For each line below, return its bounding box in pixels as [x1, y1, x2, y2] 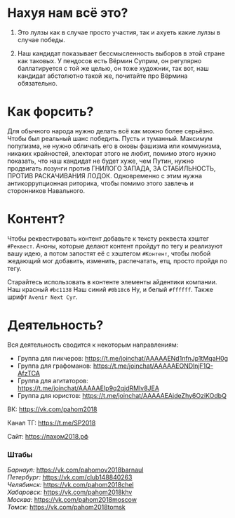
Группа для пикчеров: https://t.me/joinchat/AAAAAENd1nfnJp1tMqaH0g [17, 354, 229, 362]
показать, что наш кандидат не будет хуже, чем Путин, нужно [7, 157, 194, 165]
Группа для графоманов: [17, 361, 92, 370]
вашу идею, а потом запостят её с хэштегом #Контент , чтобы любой [7, 249, 211, 258]
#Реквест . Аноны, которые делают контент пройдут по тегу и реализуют [7, 241, 223, 250]
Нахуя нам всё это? [7, 5, 128, 21]
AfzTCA [17, 368, 41, 377]
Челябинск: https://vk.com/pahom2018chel [7, 481, 134, 489]
